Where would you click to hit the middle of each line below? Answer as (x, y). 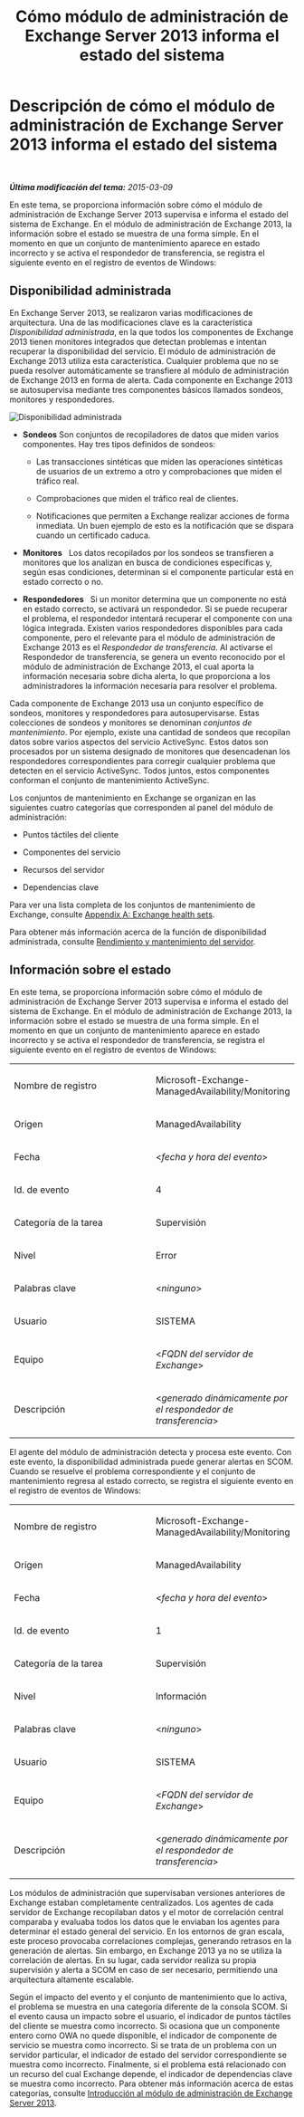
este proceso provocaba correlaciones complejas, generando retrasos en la (151, 1940)
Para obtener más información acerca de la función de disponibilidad (138, 932)
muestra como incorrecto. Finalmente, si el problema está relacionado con (148, 2064)
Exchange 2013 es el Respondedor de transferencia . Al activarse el (147, 647)
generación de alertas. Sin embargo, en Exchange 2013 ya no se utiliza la (146, 1950)
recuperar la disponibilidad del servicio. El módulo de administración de (142, 351)
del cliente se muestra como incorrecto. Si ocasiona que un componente (145, 2026)
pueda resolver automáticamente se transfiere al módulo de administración (149, 370)
